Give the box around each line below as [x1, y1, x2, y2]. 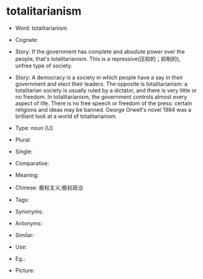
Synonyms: [15, 208, 44, 215]
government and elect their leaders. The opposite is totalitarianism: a [15, 80, 188, 88]
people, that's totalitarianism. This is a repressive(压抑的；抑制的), [15, 55, 181, 62]
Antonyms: [15, 219, 43, 227]
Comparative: [15, 159, 50, 167]
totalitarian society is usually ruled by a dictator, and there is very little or [15, 86, 198, 94]
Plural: [15, 136, 32, 143]
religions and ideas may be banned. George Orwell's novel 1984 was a [15, 106, 191, 113]
